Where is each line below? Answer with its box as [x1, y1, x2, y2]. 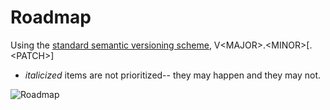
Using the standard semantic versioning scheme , [10, 39, 212, 51]
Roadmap [10, 6, 92, 29]
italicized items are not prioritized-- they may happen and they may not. [24, 69, 322, 81]
